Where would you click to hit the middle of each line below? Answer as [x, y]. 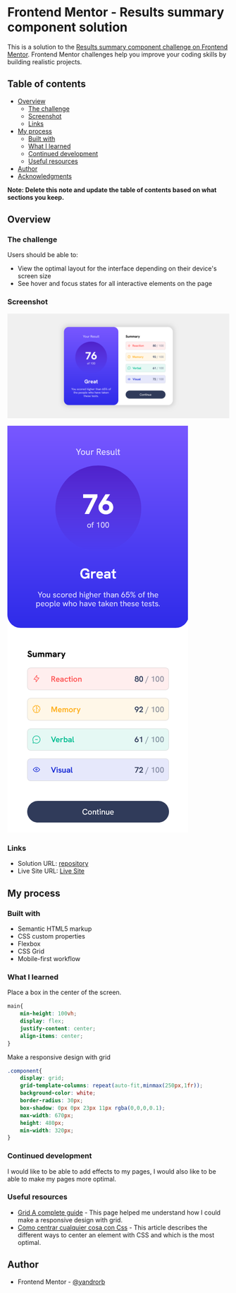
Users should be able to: [43, 255]
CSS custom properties [51, 936]
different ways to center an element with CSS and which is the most [116, 1235]
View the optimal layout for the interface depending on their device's [117, 268]
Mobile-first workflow [49, 958]
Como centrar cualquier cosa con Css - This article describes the [112, 1227]
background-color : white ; [58, 1093]
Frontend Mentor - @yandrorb [61, 1282]
